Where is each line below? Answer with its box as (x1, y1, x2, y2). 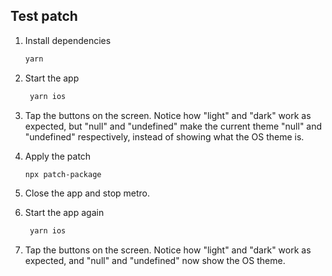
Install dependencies (24, 34, 112, 46)
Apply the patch (24, 150, 92, 162)
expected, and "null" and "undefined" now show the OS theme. (24, 255, 286, 267)
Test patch (10, 8, 78, 25)
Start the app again (24, 207, 105, 219)
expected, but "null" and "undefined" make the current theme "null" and (24, 120, 323, 132)
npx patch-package (24, 169, 102, 179)
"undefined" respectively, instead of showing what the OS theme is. (24, 130, 305, 143)
